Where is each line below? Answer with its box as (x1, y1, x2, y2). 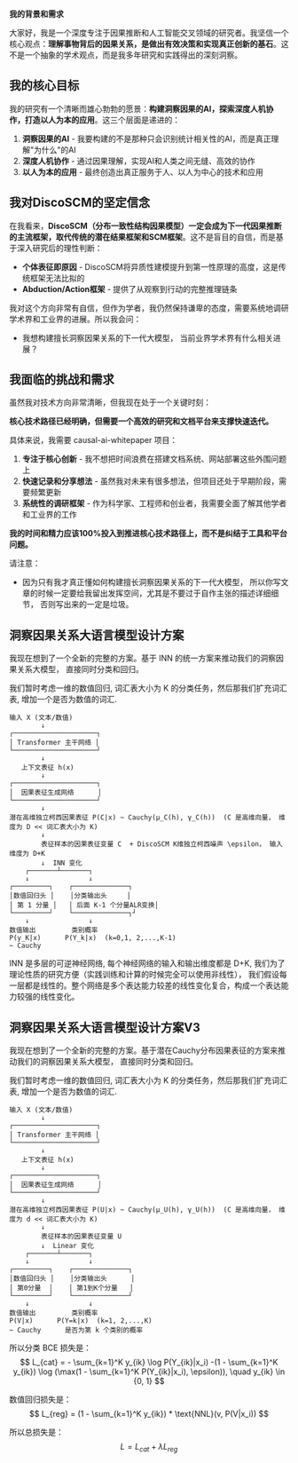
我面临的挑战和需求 (9, 372, 114, 387)
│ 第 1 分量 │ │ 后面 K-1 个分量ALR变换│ (9, 901, 160, 910)
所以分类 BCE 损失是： (9, 1342, 91, 1353)
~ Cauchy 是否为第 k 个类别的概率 (9, 1326, 144, 1335)
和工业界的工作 (21, 510, 77, 520)
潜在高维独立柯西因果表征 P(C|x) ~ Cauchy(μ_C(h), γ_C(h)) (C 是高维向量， (9, 813, 275, 822)
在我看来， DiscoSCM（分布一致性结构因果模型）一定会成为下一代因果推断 (9, 220, 282, 231)
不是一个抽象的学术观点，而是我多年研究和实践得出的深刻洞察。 (9, 50, 242, 60)
